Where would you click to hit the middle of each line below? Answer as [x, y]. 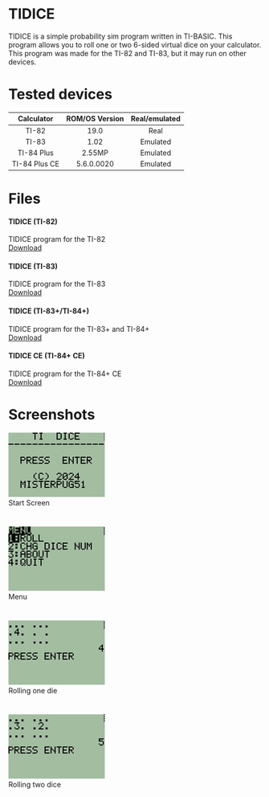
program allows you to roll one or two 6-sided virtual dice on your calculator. [135, 44]
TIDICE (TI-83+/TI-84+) [49, 311]
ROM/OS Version [95, 119]
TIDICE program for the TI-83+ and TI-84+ [79, 329]
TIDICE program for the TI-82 [57, 239]
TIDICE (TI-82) [33, 221]
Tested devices [60, 94]
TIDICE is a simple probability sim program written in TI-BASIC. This [120, 36]
